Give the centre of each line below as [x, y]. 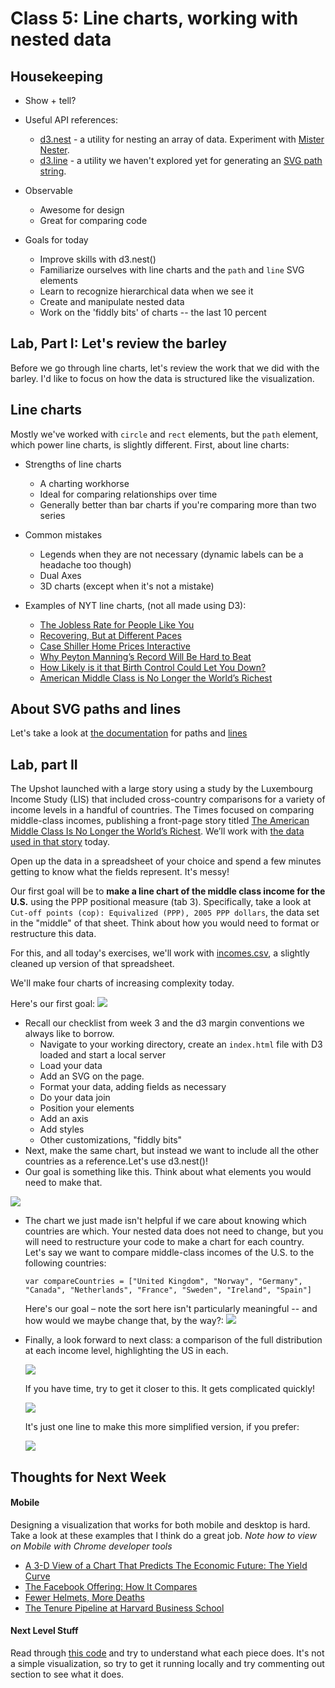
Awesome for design [82, 210]
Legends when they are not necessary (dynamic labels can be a [171, 554]
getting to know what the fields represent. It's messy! [120, 872]
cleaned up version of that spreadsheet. [92, 964]
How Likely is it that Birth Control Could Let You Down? [153, 667]
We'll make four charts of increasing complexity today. [122, 983]
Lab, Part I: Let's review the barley [119, 343]
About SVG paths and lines [96, 709]
